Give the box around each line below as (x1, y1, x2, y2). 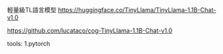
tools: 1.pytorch (7, 40, 51, 47)
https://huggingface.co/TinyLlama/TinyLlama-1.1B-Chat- (57, 6, 217, 13)
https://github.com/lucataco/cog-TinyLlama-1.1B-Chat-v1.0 (7, 26, 173, 34)
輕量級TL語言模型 (7, 6, 57, 13)
